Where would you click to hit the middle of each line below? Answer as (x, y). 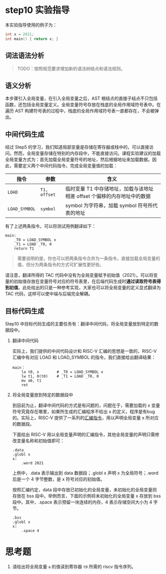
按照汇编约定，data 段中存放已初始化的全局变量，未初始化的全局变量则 (84, 490)
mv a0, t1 (31, 381)
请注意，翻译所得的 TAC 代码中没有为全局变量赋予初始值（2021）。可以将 (79, 275)
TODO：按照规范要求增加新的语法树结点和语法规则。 (71, 68)
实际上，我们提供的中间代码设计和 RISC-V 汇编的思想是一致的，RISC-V (84, 351)
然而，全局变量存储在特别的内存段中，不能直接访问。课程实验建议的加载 (87, 153)
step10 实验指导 (38, 10)
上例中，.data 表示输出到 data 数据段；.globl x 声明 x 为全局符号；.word (85, 473)
